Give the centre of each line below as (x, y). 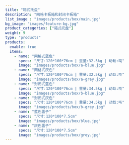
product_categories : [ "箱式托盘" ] (39, 28)
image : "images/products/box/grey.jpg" (59, 135)
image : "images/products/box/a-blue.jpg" (62, 65)
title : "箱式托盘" (23, 10)
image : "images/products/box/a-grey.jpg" (62, 79)
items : (16, 51)
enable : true (23, 47)
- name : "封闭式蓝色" (34, 84)
